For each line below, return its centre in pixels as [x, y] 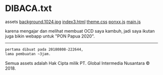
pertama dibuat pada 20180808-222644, [44, 49]
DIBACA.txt [28, 8]
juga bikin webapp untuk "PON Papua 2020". [50, 36]
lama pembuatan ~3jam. [28, 54]
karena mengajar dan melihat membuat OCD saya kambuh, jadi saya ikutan [80, 31]
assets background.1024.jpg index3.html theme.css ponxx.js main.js [73, 22]
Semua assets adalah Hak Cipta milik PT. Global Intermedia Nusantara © [78, 63]
